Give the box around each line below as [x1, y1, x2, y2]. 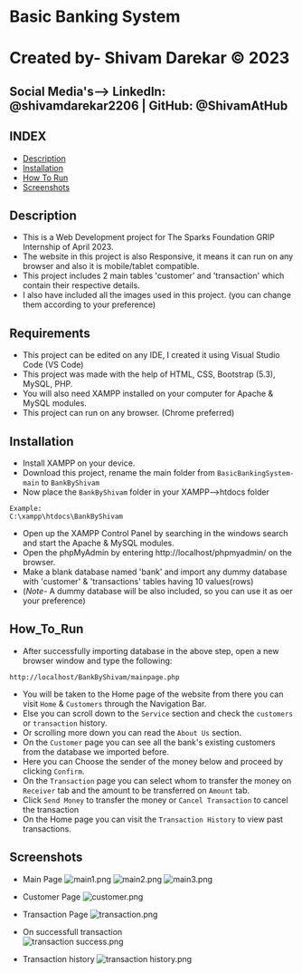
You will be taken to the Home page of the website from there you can [22, 689, 284, 699]
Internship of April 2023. [22, 242, 114, 253]
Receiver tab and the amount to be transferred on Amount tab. [22, 785, 250, 795]
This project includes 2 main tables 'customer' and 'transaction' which [22, 270, 285, 282]
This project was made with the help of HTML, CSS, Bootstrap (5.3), [22, 369, 276, 380]
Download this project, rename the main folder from [22, 467, 215, 478]
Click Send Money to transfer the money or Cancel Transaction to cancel [22, 795, 288, 805]
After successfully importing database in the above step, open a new [22, 645, 279, 656]
